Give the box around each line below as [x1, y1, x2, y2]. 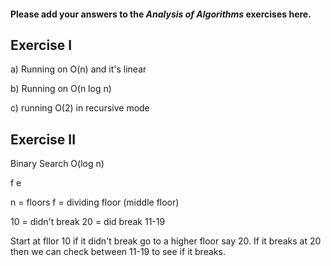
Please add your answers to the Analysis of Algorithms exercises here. [10, 8, 312, 20]
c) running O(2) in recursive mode [10, 102, 150, 114]
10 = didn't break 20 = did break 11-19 [10, 216, 166, 228]
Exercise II [10, 131, 77, 148]
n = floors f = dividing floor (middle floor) [10, 196, 180, 209]
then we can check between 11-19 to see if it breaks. [10, 246, 226, 258]
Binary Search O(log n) [10, 158, 105, 170]
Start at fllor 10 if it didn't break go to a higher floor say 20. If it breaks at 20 [10, 235, 322, 247]
